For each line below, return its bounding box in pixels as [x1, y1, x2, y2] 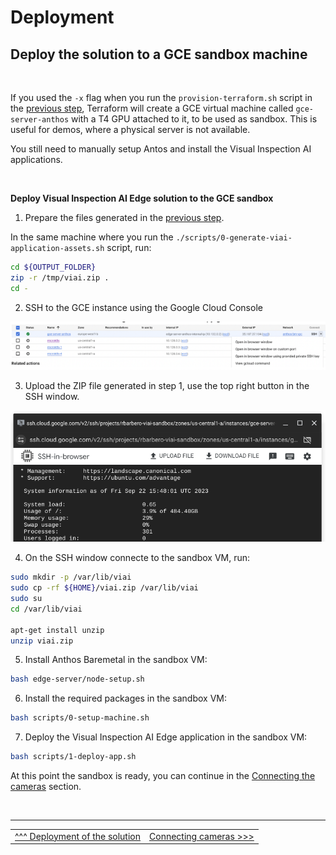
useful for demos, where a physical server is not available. [10, 124, 251, 135]
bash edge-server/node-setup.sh [10, 674, 145, 685]
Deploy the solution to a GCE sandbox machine [10, 46, 308, 63]
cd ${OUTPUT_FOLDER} [10, 262, 97, 272]
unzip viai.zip [10, 636, 74, 646]
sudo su [10, 594, 43, 604]
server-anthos [10, 115, 70, 125]
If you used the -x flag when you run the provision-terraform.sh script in [10, 92, 313, 103]
